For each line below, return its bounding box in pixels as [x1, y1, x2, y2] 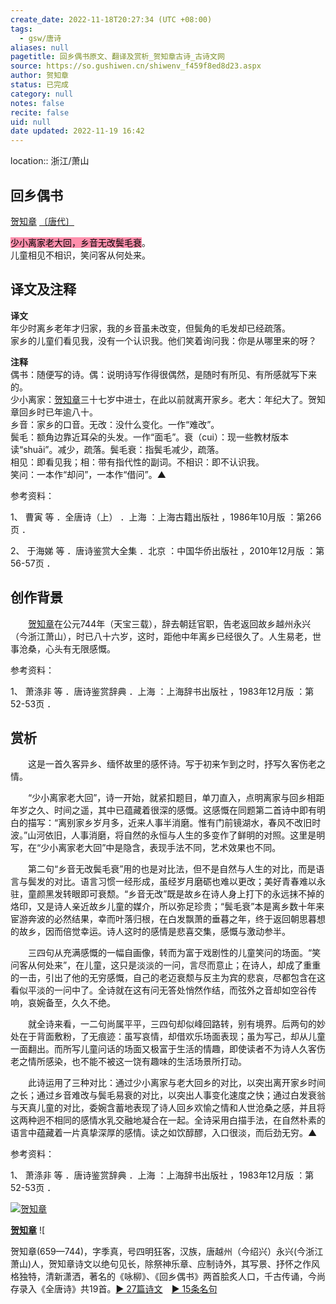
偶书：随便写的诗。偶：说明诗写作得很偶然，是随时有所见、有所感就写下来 [10, 368, 317, 380]
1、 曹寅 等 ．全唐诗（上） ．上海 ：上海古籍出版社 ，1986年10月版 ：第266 [10, 511, 322, 523]
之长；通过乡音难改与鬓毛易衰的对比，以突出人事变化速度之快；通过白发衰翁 [10, 1089, 326, 1101]
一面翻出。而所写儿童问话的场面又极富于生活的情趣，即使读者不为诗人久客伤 [10, 1043, 326, 1055]
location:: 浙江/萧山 [10, 155, 90, 167]
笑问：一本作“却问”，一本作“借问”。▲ [10, 468, 167, 480]
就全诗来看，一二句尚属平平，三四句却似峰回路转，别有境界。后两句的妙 [27, 1018, 326, 1030]
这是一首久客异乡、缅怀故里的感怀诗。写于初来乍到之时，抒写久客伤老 [27, 758, 317, 770]
